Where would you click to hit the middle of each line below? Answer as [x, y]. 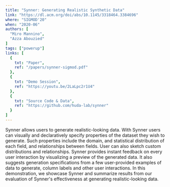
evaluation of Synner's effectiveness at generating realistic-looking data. [82, 179]
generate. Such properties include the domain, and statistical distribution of [85, 141]
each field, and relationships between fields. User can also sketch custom [83, 146]
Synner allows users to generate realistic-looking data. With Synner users [83, 129]
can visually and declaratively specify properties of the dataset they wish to [85, 135]
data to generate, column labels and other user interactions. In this [76, 168]
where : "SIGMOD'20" [26, 20]
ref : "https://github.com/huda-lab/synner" [62, 106]
